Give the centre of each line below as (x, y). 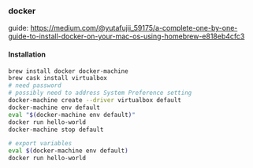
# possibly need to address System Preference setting (100, 93)
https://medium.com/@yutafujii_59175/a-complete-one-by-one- (134, 28)
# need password (35, 86)
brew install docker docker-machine (68, 71)
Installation (27, 54)
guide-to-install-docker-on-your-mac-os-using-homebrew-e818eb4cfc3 (126, 36)
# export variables (40, 144)
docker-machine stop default (56, 130)
